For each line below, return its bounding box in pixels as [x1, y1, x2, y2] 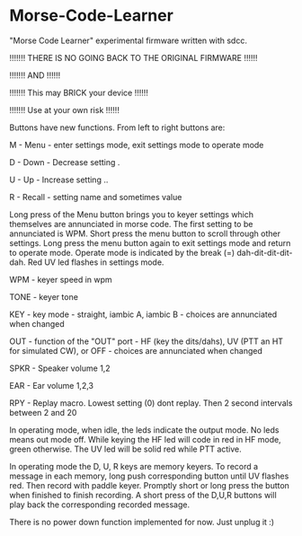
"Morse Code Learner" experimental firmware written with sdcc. [9, 35, 247, 46]
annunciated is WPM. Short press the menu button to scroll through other [9, 228, 281, 239]
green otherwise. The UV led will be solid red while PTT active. [9, 444, 243, 454]
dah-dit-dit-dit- [236, 247, 293, 258]
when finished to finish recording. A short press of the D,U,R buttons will [9, 489, 277, 500]
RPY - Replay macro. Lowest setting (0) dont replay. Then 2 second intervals [9, 397, 293, 409]
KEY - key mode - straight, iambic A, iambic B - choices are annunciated [9, 309, 278, 320]
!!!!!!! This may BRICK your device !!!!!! [9, 87, 148, 98]
